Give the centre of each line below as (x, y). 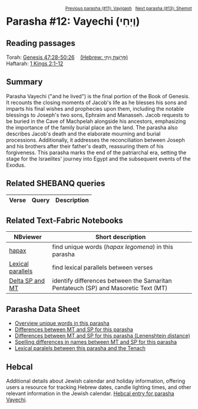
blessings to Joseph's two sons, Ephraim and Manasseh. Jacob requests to (98, 115)
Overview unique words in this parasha (62, 323)
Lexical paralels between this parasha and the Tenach (80, 348)
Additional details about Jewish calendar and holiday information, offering (96, 381)
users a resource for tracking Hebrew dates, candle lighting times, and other (99, 387)
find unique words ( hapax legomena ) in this (113, 247)
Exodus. (16, 165)
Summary (24, 82)
